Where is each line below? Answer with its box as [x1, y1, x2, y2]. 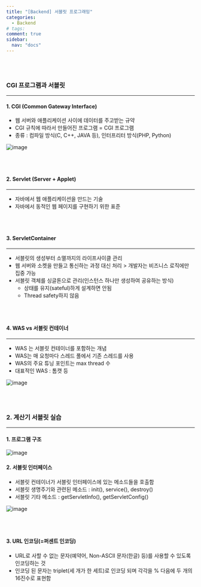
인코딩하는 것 [14, 559, 46, 567]
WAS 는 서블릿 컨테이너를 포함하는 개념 [14, 344, 107, 352]
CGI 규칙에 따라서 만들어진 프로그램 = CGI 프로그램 [14, 124, 135, 132]
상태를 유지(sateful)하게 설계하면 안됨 [23, 284, 112, 291]
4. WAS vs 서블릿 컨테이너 [6, 325, 69, 332]
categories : [6, 14, 36, 20]
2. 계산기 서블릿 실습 [6, 413, 62, 421]
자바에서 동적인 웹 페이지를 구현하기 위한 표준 [14, 202, 121, 210]
